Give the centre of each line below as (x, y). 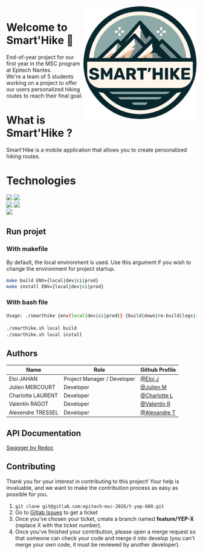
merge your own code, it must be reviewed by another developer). (97, 544)
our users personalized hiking (43, 89)
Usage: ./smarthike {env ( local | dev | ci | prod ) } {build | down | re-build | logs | (101, 315)
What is (26, 120)
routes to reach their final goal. (44, 96)
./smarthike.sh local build (42, 328)
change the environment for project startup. (61, 268)
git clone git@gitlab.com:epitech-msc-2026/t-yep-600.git (89, 506)
